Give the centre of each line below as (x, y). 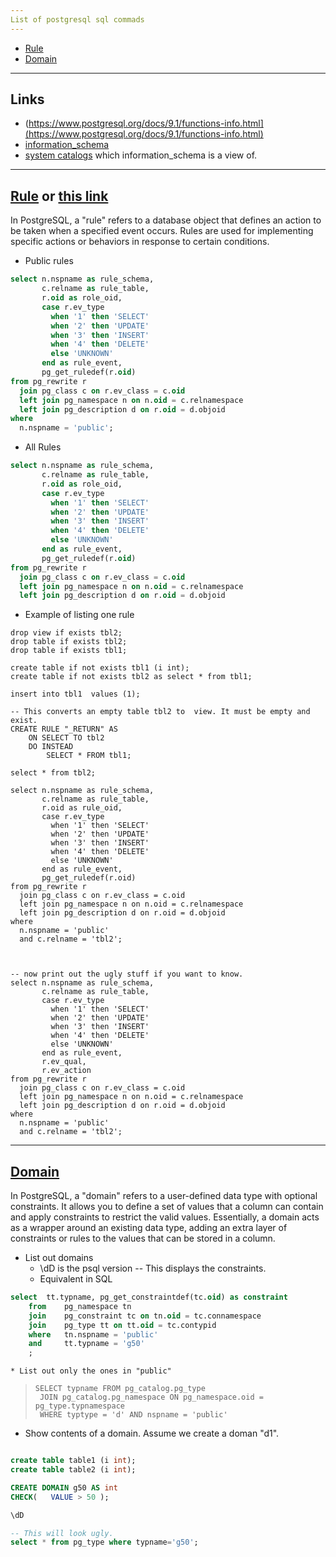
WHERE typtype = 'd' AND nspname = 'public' (133, 1415)
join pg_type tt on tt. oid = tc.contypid (122, 1325)
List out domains (59, 1258)
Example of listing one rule (79, 615)
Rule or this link (59, 196)
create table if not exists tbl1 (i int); (100, 668)
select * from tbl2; (53, 773)
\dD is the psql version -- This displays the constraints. (153, 1268)
